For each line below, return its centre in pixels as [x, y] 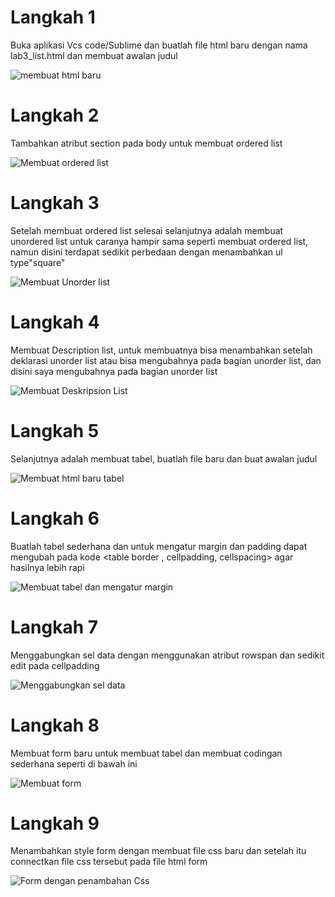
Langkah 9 [55, 823]
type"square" [38, 262]
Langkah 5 [55, 430]
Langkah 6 [55, 518]
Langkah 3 [55, 203]
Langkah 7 [54, 627]
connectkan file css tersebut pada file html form [109, 862]
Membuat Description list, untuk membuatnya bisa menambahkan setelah [161, 350]
